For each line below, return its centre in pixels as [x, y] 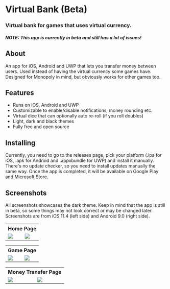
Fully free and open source [41, 127]
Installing [20, 143]
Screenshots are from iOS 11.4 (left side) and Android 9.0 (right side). [78, 216]
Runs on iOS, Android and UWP [46, 105]
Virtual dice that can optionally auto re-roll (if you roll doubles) [78, 116]
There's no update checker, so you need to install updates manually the [80, 166]
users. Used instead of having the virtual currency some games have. [78, 71]
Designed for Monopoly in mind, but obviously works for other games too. [83, 77]
